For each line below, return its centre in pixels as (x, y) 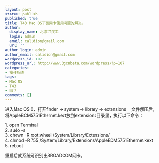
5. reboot (14, 146)
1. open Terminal (21, 125)
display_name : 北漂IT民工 (34, 32)
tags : (10, 77)
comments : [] (18, 95)
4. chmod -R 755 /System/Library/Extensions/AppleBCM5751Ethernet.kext (79, 140)
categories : (17, 68)
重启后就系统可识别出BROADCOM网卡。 (45, 156)
